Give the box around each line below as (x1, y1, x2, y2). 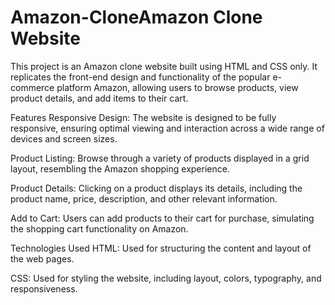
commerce (10, 81, 55, 93)
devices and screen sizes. (10, 132, 118, 145)
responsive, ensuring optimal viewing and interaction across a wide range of (10, 122, 325, 134)
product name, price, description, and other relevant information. (10, 192, 278, 205)
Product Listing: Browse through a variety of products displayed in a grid (10, 152, 310, 164)
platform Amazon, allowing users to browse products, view (56, 81, 299, 93)
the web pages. (10, 252, 75, 265)
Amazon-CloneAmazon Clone (10, 6, 263, 29)
